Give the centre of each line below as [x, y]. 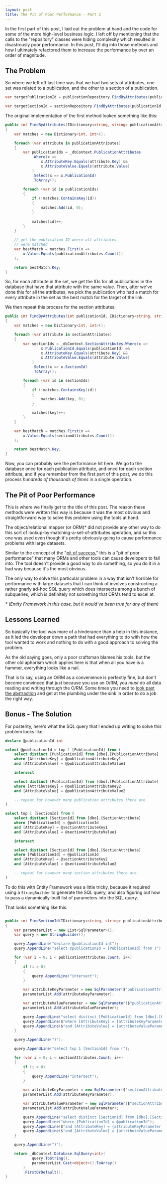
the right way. [19, 698]
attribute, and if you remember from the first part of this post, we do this [79, 474]
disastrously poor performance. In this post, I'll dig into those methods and [82, 44]
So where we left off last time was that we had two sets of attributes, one [80, 83]
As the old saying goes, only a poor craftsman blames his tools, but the [78, 657]
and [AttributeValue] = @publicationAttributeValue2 [70, 791]
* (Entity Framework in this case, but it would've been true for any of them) [82, 604]
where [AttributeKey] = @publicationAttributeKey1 [68, 759]
